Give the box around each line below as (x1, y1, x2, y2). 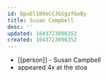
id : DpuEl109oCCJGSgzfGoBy (7, 10, 87, 18)
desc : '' (7, 23, 33, 30)
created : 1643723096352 (7, 37, 78, 44)
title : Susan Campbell (7, 17, 74, 24)
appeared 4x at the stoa (17, 63, 88, 72)
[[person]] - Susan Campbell (17, 56, 101, 64)
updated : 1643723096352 (7, 30, 78, 37)
